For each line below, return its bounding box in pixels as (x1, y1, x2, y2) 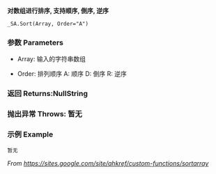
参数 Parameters (7, 38, 64, 47)
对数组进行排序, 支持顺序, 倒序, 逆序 (7, 6, 109, 15)
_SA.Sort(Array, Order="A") (7, 20, 89, 27)
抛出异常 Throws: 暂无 (7, 109, 82, 119)
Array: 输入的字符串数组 (17, 55, 86, 63)
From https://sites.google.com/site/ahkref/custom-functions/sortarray (7, 159, 209, 168)
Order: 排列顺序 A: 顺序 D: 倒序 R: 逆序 (17, 70, 128, 78)
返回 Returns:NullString (7, 89, 88, 99)
